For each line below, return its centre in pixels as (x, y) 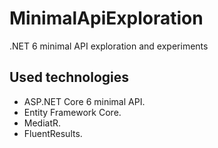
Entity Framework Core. (72, 112)
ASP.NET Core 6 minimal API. (84, 101)
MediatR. (42, 123)
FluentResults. (53, 133)
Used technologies (69, 77)
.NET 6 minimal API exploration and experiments (109, 46)
